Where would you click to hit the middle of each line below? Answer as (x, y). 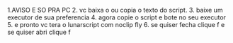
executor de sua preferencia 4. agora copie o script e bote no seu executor (117, 17)
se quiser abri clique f (39, 32)
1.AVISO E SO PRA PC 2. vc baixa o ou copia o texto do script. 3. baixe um (115, 10)
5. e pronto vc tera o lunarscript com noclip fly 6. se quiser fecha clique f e (116, 25)
